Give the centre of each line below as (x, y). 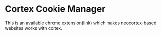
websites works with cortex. (34, 28)
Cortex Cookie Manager (55, 9)
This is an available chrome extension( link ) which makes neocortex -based (81, 23)
